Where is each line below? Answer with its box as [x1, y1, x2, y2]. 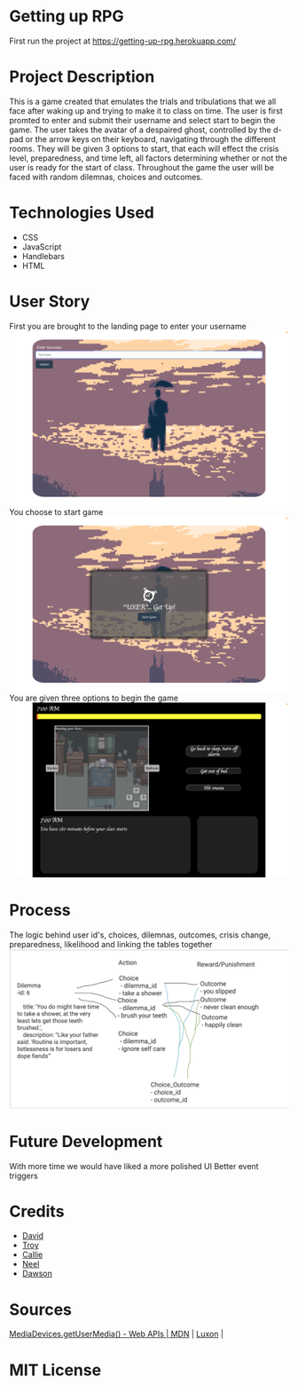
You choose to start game [9, 506, 104, 517]
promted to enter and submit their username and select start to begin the [9, 115, 276, 125]
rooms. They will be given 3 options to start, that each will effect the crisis [9, 143, 279, 154]
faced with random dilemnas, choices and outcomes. [9, 171, 203, 182]
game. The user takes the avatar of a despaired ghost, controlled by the [9, 124, 272, 135]
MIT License [9, 1360, 102, 1380]
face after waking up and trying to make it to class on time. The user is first [9, 105, 284, 116]
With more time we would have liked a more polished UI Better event [9, 1160, 259, 1171]
